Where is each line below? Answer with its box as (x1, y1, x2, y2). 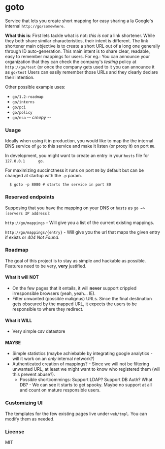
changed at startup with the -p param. (5, 173, 82, 179)
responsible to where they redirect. (12, 306, 84, 312)
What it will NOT (5, 274, 39, 280)
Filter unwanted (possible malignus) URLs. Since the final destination (12, 296, 152, 302)
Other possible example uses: (5, 84, 66, 90)
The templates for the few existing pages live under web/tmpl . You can (5, 411, 147, 417)
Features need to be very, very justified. (5, 263, 87, 269)
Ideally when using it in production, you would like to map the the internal (5, 138, 154, 144)
